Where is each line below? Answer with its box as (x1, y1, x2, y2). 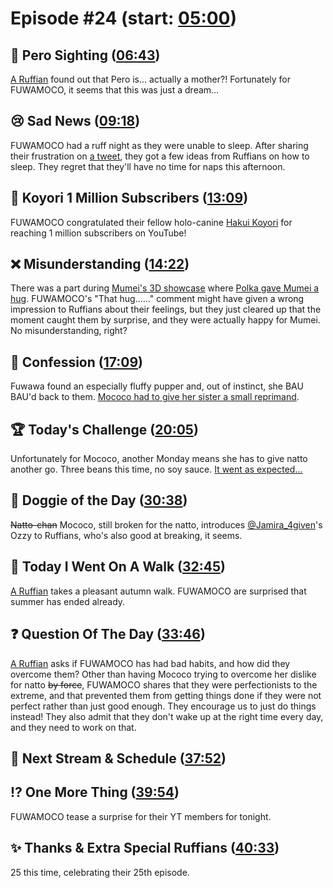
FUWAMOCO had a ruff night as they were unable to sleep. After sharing (10, 139, 309, 151)
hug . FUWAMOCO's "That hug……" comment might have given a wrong (10, 293, 305, 305)
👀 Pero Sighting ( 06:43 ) (10, 47, 161, 64)
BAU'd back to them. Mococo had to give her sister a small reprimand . (10, 391, 300, 403)
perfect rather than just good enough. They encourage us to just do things (10, 700, 317, 712)
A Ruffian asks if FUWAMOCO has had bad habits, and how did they (10, 657, 291, 669)
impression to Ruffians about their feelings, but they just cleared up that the (10, 303, 322, 316)
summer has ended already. (10, 595, 126, 607)
